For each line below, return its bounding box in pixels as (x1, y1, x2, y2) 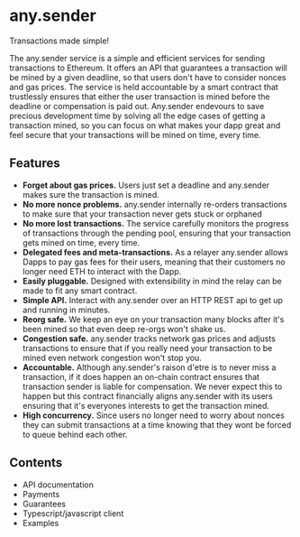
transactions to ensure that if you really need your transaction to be (22, 342, 273, 353)
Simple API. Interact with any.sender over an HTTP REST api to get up (22, 294, 284, 305)
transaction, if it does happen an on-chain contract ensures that (22, 371, 259, 382)
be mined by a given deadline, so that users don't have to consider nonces (9, 71, 286, 82)
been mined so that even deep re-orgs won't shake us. (22, 323, 226, 334)
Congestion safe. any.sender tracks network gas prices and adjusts (22, 333, 277, 344)
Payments (22, 488, 60, 499)
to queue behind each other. (22, 429, 128, 440)
